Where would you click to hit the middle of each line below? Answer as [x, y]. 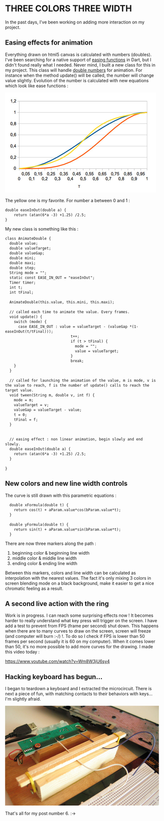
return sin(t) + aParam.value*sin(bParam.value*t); [67, 529]
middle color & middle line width [44, 558]
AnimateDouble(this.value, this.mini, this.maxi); [62, 302]
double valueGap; [27, 253]
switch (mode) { [31, 322]
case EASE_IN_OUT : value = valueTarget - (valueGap [73, 327]
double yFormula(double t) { [39, 524]
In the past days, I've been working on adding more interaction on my [75, 22]
